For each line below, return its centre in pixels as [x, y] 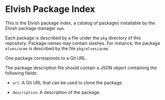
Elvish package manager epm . [35, 28]
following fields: [21, 73]
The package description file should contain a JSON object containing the [81, 68]
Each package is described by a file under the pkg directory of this [73, 38]
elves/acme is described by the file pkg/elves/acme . [57, 48]
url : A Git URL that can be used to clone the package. [68, 83]
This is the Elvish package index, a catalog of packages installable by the [80, 23]
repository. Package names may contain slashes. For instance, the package [83, 43]
